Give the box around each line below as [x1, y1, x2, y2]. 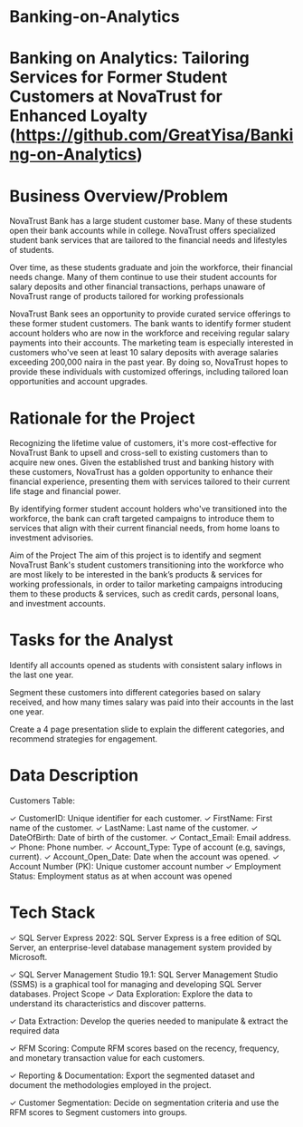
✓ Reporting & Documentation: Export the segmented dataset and [9, 1070, 255, 1081]
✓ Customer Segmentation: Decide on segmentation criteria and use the [9, 1097, 279, 1108]
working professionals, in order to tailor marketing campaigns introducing [9, 578, 283, 590]
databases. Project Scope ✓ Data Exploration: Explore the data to [9, 988, 253, 999]
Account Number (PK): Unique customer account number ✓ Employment [9, 861, 282, 872]
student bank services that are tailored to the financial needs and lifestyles [9, 235, 288, 246]
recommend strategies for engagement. [9, 734, 158, 744]
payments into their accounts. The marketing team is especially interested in [9, 337, 294, 348]
